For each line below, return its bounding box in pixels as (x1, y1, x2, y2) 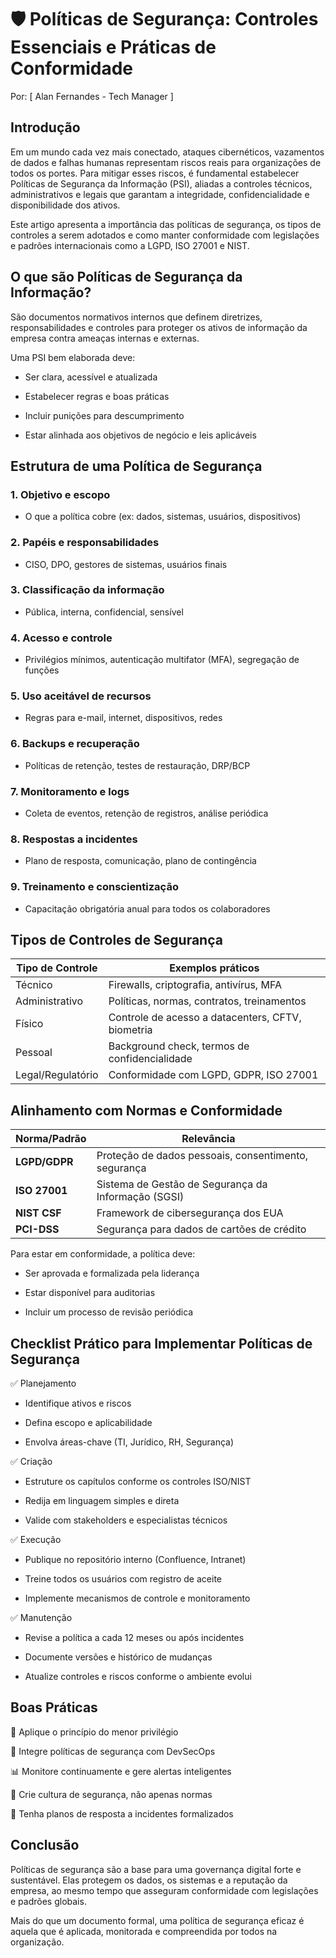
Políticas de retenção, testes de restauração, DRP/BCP (24, 759, 251, 771)
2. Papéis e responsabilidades (10, 536, 160, 550)
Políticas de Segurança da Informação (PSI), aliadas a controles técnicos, (10, 177, 313, 190)
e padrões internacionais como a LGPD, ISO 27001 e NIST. (10, 239, 250, 251)
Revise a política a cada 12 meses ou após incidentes (24, 1632, 245, 1644)
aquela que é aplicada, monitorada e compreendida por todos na (10, 1925, 278, 1937)
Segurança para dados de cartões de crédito (96, 1222, 307, 1236)
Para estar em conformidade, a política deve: (10, 1248, 196, 1260)
